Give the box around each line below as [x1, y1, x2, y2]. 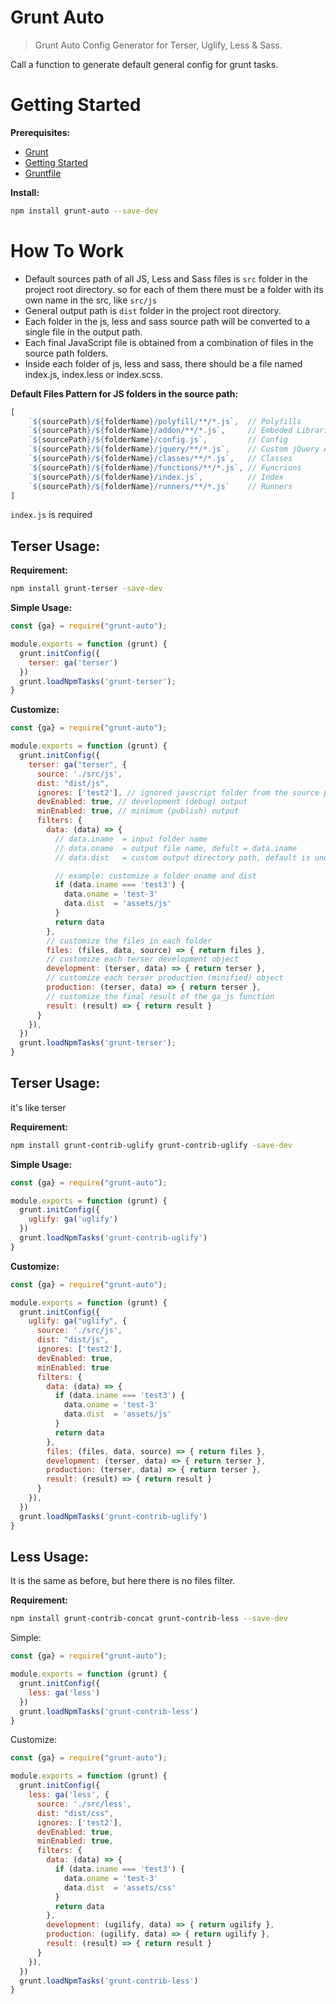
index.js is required [10, 509, 93, 521]
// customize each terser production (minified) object [46, 973, 284, 983]
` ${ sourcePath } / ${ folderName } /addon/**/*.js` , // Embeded [28, 426, 293, 436]
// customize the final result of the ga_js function [46, 991, 275, 1001]
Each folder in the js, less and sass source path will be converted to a [24, 315, 311, 327]
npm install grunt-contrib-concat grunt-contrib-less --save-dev [10, 1614, 288, 1624]
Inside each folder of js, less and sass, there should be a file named [24, 357, 303, 370]
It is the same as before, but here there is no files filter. [10, 1575, 236, 1587]
